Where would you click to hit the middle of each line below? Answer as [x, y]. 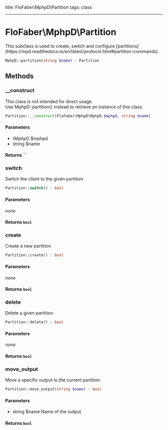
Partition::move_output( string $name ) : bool [53, 389]
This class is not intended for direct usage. [49, 101]
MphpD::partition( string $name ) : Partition [52, 60]
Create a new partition [28, 246]
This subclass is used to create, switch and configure [60, 46]
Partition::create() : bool [34, 255]
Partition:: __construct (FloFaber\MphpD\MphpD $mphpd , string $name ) [78, 116]
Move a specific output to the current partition [53, 380]
